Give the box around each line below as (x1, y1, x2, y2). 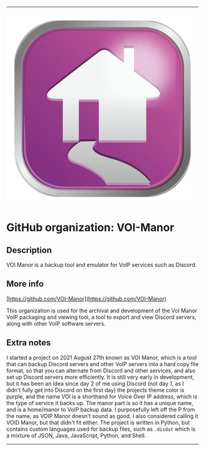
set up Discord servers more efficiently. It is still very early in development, (6, 373, 195, 381)
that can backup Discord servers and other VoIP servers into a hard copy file (6, 360, 199, 367)
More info (6, 279, 44, 289)
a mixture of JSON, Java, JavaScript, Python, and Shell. (6, 431, 146, 439)
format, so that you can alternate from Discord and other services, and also (6, 367, 196, 374)
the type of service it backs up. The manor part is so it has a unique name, (6, 399, 193, 406)
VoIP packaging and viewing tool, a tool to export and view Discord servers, (6, 313, 197, 321)
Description (6, 245, 52, 255)
